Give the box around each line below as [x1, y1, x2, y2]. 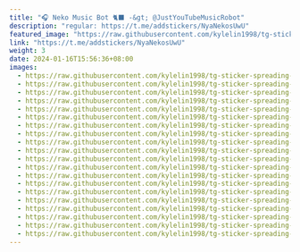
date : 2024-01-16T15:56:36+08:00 [9, 55, 134, 63]
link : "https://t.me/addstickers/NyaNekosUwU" [9, 38, 186, 47]
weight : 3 [9, 46, 46, 55]
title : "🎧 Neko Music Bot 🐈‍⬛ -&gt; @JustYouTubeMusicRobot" [9, 13, 246, 22]
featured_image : [9, 29, 70, 38]
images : [9, 63, 38, 72]
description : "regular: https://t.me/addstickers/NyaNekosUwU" [9, 21, 250, 30]
